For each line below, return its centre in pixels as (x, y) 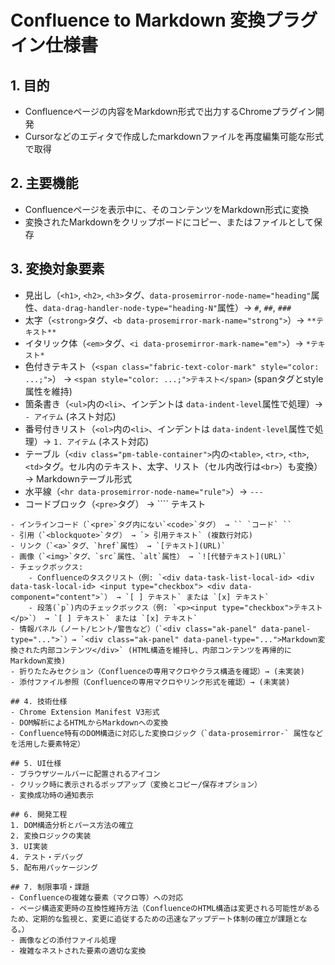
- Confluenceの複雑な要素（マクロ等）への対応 (97, 897)
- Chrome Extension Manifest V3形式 (85, 712)
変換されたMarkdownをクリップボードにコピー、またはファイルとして (169, 222)
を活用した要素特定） (47, 744)
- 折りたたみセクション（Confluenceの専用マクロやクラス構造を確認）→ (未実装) (158, 671)
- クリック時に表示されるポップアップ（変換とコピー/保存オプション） (136, 784)
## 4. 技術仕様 (39, 701)
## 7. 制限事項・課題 (50, 887)
